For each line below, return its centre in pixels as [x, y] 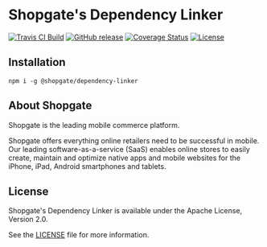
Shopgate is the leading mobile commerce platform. [94, 125]
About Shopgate [50, 106]
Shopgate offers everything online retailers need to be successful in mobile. [134, 140]
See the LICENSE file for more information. [79, 235]
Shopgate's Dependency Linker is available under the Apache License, [125, 211]
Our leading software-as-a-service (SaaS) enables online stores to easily [129, 149]
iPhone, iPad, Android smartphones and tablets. [87, 166]
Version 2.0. [28, 220]
